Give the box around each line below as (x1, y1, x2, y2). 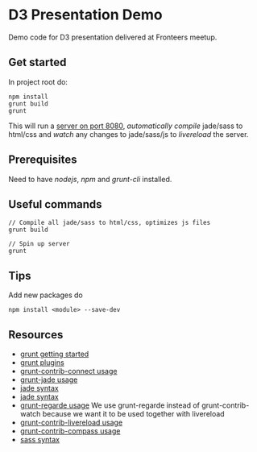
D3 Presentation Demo (8, 6, 163, 24)
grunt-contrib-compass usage (19, 426, 121, 436)
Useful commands (8, 197, 102, 211)
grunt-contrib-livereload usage (19, 417, 123, 427)
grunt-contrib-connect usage (19, 367, 118, 375)
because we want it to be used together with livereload (42, 409, 225, 418)
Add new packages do (8, 290, 83, 300)
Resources (8, 328, 64, 342)
